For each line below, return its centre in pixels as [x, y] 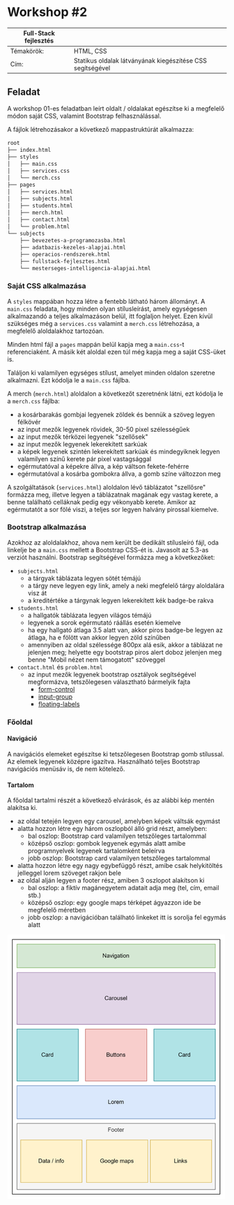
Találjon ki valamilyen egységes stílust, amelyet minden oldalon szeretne [111, 373]
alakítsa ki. [22, 808]
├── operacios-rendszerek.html [65, 255]
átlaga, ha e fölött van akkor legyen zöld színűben [99, 637]
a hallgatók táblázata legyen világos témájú [89, 615]
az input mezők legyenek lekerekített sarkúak [82, 444]
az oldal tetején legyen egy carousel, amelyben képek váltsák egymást [119, 821]
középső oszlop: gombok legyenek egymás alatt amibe [107, 843]
